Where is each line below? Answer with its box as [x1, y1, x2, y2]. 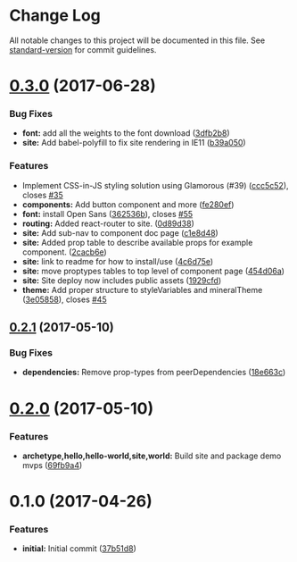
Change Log [9, 5, 101, 26]
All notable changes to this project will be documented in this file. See [9, 35, 266, 46]
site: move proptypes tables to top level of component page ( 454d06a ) [21, 265, 285, 276]
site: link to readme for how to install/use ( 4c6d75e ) [21, 256, 214, 266]
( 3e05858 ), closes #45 [21, 294, 107, 305]
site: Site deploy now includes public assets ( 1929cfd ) [21, 274, 221, 286]
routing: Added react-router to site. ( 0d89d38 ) [21, 218, 194, 229]
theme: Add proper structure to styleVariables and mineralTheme [21, 284, 263, 295]
